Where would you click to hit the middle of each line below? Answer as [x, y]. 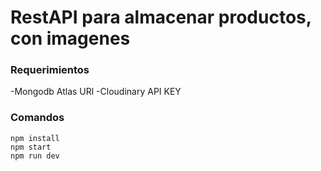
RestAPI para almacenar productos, [161, 17]
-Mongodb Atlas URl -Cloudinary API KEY [96, 92]
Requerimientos [50, 70]
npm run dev [35, 156]
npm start [31, 147]
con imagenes [70, 38]
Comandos [37, 118]
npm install [35, 138]
